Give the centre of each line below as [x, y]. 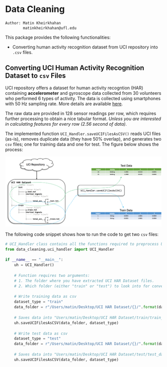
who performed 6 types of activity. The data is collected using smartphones [83, 98]
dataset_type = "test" [38, 339]
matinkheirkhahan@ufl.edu [50, 28]
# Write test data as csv [41, 333]
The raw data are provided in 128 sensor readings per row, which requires [81, 113]
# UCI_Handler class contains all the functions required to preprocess [82, 244]
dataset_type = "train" [39, 302]
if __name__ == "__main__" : [34, 260]
